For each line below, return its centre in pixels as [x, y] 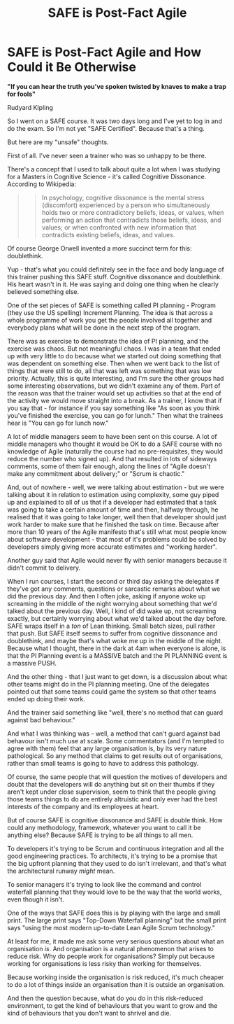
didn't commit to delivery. [44, 568]
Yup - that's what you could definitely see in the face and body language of [116, 269]
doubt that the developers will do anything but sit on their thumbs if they [111, 784]
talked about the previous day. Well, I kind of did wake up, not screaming [112, 611]
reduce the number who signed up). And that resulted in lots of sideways [112, 458]
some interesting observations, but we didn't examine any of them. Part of [114, 386]
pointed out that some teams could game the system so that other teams [112, 692]
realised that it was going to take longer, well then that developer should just [117, 517]
